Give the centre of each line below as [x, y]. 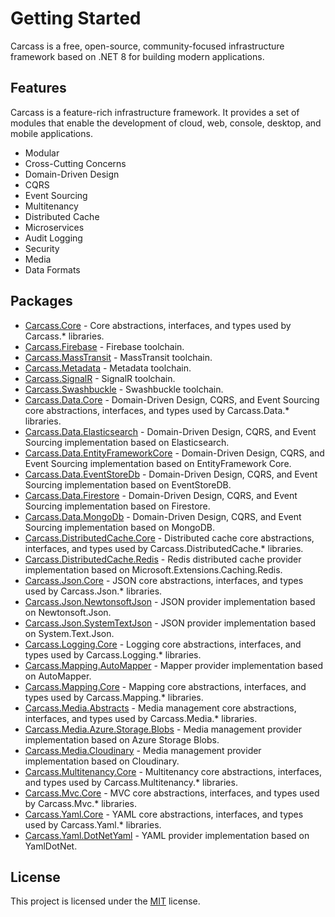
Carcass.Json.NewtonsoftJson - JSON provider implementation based [170, 601]
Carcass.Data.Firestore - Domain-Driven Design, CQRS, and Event [161, 495]
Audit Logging [53, 238]
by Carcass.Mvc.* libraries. [80, 803]
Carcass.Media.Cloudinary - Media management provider [143, 750]
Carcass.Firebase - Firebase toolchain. [104, 346]
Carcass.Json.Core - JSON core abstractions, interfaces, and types [164, 580]
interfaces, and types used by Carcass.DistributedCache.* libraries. [164, 548]
